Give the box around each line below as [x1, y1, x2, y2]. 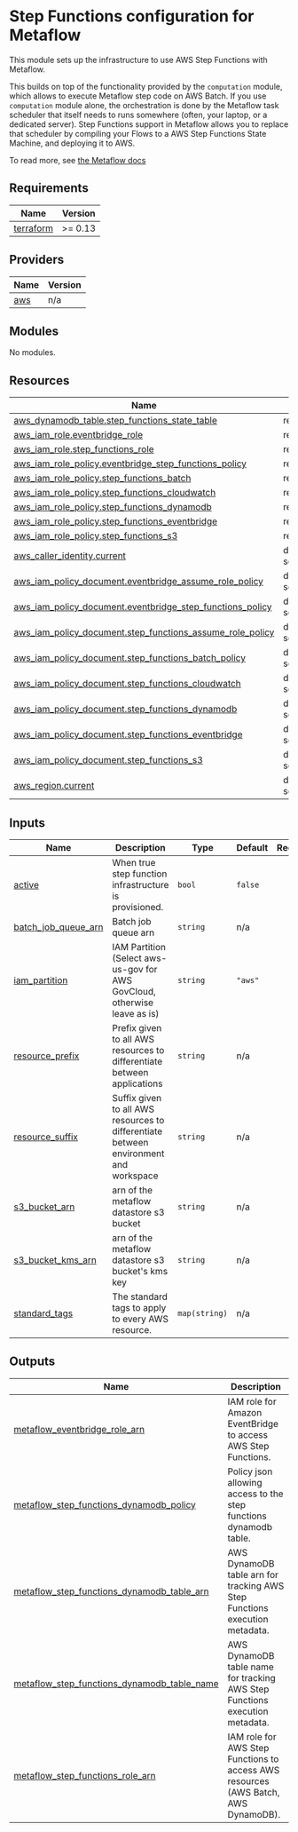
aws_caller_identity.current [13, 550, 127, 562]
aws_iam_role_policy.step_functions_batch [13, 472, 192, 485]
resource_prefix [13, 1050, 80, 1062]
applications [112, 1077, 163, 1090]
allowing [227, 1476, 263, 1488]
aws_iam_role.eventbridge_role [13, 429, 144, 441]
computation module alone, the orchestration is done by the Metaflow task [9, 99, 279, 110]
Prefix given [112, 1022, 162, 1034]
